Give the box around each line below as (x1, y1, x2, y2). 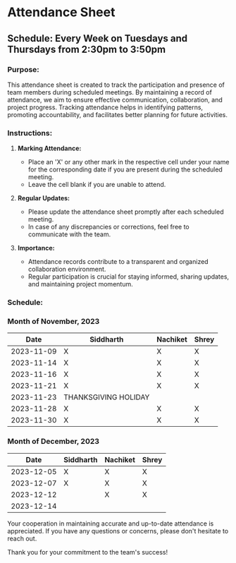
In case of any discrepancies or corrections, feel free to (27, 223, 190, 231)
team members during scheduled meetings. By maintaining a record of (7, 87, 213, 96)
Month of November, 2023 (7, 317, 100, 327)
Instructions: (7, 128, 53, 138)
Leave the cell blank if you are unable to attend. (27, 181, 166, 189)
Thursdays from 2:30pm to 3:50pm (7, 43, 166, 55)
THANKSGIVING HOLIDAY (63, 392, 150, 402)
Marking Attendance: (17, 144, 82, 152)
